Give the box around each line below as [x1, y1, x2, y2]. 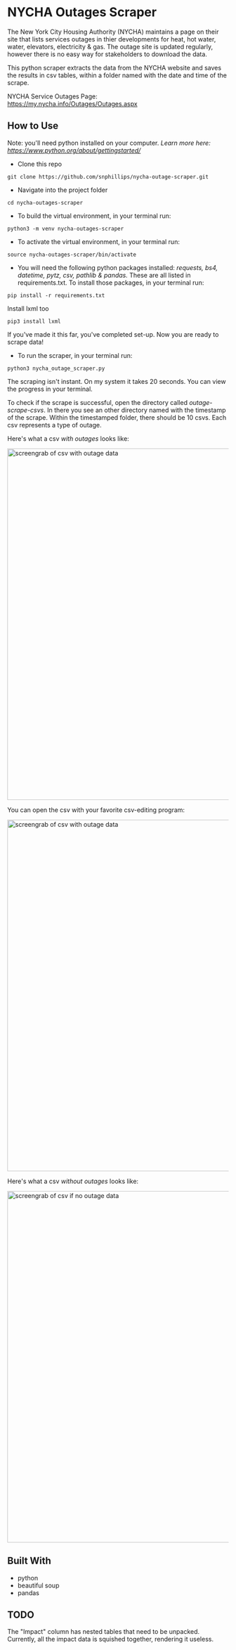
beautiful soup [17, 1581, 60, 1590]
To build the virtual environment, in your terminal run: [17, 212, 171, 220]
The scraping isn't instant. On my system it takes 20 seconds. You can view [7, 377, 226, 385]
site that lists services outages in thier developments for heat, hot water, [7, 34, 216, 43]
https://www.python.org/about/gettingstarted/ [7, 146, 141, 155]
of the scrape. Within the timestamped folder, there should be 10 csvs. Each [7, 413, 227, 422]
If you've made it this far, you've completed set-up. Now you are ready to [7, 330, 219, 338]
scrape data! [7, 337, 44, 346]
